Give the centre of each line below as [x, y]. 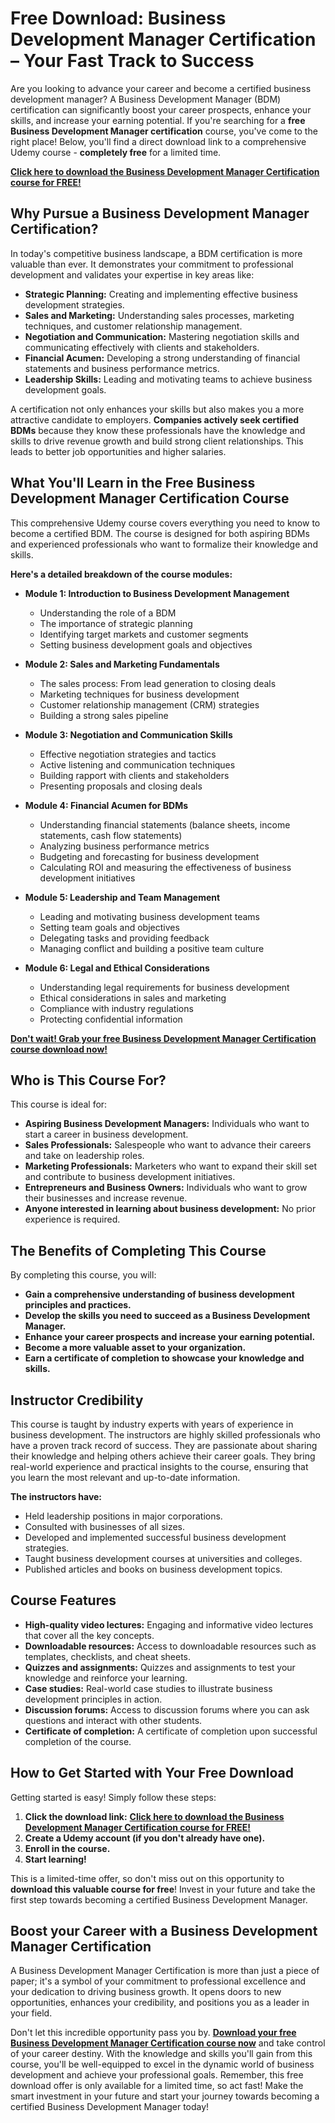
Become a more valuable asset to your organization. [135, 1348]
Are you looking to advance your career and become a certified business [161, 88]
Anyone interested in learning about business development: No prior [170, 1209]
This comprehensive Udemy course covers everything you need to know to [165, 523]
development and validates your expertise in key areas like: [132, 274]
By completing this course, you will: [83, 1275]
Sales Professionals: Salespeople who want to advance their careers [168, 1145]
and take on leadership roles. [84, 1156]
